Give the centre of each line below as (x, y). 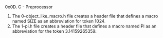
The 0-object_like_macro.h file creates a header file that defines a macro (85, 16)
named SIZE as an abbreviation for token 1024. (59, 21)
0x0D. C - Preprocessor (29, 7)
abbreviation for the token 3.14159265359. (54, 31)
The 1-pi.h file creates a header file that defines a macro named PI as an (84, 26)
